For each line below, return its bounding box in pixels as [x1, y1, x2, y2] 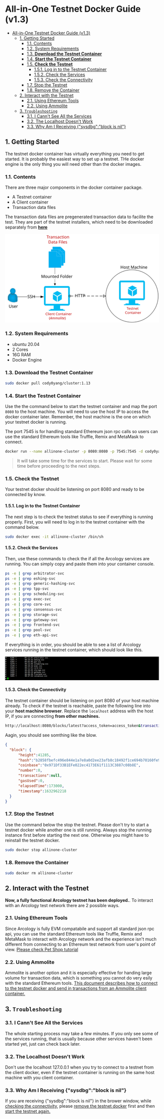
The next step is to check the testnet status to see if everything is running [5, 514, 153, 520]
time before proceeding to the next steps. [17, 463, 101, 469]
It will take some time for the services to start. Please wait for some [17, 458, 152, 464]
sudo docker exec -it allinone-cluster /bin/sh [5, 534, 104, 539]
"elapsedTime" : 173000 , [18, 783, 64, 788]
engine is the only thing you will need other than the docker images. [5, 161, 142, 167]
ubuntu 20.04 [12, 341, 40, 347]
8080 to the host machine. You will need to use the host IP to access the [5, 409, 149, 414]
